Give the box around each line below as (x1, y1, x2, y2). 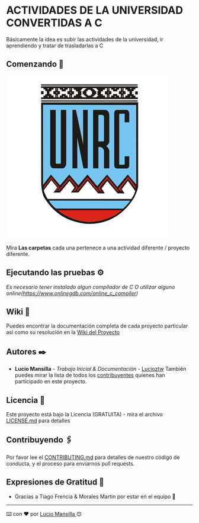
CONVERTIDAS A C (6, 16, 102, 30)
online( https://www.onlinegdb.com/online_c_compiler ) (6, 290, 139, 297)
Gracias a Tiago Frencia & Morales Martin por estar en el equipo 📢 (14, 493, 176, 500)
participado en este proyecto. (14, 378, 87, 385)
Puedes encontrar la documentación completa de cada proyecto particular (6, 322, 188, 329)
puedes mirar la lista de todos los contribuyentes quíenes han (14, 371, 166, 379)
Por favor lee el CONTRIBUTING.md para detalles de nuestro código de (6, 454, 180, 461)
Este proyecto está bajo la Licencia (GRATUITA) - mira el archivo (6, 411, 163, 418)
